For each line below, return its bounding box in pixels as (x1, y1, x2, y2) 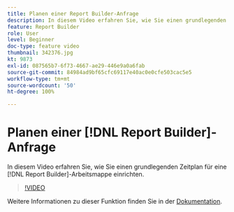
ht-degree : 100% (7, 88, 54, 95)
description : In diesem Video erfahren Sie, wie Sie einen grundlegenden (7, 17, 227, 24)
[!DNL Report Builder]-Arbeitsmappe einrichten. (7, 170, 145, 178)
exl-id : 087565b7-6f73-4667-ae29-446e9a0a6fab (7, 62, 145, 69)
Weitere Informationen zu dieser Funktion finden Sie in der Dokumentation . (7, 197, 222, 206)
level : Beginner (7, 36, 54, 43)
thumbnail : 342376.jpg (7, 50, 73, 57)
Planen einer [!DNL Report (7, 125, 162, 141)
